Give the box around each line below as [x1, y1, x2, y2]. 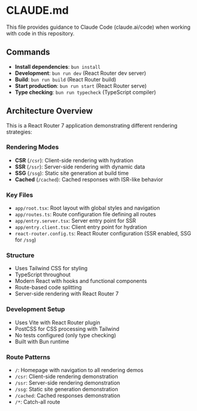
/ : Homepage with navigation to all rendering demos [14, 367, 144, 374]
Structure [6, 251, 35, 259]
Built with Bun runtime [14, 338, 70, 345]
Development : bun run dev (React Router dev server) [14, 69, 146, 77]
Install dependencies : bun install [14, 63, 101, 70]
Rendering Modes [6, 143, 59, 152]
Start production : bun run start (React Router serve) [14, 82, 147, 89]
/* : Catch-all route [14, 398, 61, 406]
